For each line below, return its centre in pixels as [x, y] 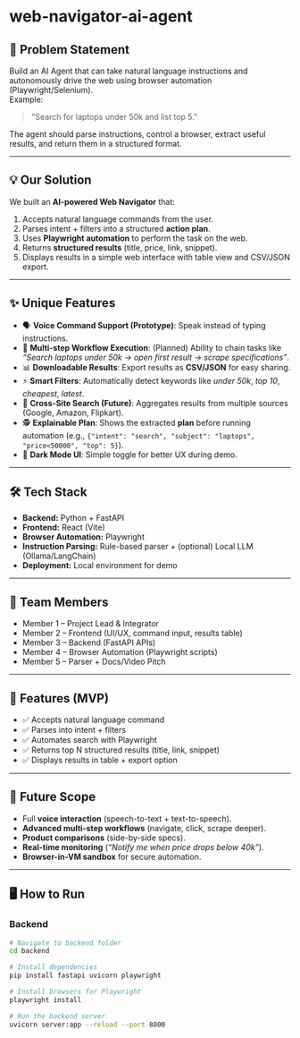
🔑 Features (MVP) [59, 698]
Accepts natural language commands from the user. [118, 219]
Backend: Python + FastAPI [73, 518]
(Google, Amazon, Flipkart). [73, 413]
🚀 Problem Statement [70, 50]
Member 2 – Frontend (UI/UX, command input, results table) [132, 634]
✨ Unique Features [62, 303]
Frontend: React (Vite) [63, 528]
